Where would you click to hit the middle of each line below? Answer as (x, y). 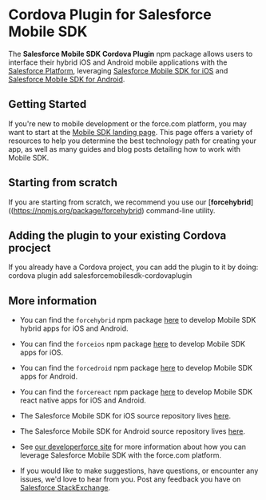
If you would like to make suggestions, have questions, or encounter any (139, 471)
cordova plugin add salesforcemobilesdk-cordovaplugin (100, 276)
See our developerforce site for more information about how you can (133, 447)
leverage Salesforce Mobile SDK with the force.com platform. (121, 455)
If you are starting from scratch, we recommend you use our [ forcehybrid (130, 202)
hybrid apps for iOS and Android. (74, 328)
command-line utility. (181, 210)
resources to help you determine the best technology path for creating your (133, 141)
